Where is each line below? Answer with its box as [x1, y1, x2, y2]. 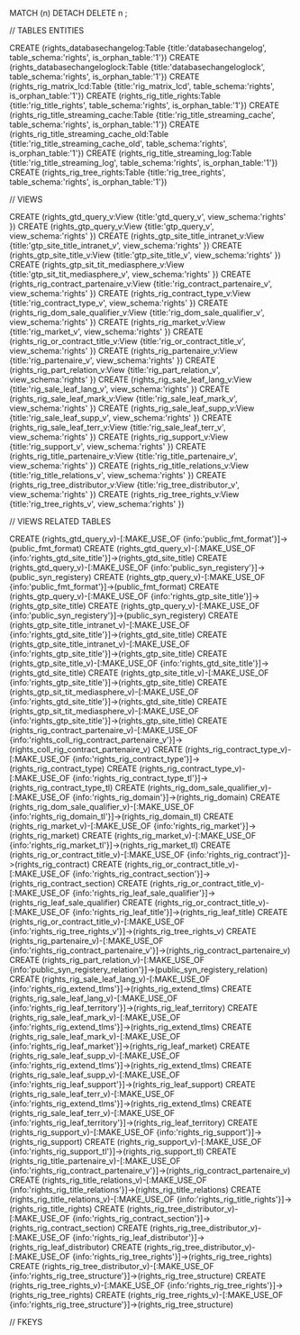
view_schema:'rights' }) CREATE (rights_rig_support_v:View [9, 431, 229, 442]
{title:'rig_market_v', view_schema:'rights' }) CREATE [9, 326, 204, 337]
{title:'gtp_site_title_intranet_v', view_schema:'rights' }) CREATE [9, 241, 242, 250]
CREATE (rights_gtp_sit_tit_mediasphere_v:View [9, 259, 185, 269]
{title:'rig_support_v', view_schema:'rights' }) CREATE [9, 441, 206, 451]
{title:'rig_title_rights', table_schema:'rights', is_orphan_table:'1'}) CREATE [9, 100, 280, 111]
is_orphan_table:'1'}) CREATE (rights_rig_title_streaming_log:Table [9, 148, 252, 159]
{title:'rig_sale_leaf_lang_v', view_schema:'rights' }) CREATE [9, 384, 230, 395]
